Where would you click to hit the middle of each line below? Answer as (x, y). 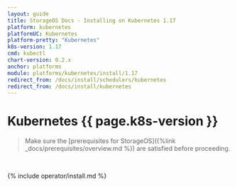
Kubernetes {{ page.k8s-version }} (113, 121)
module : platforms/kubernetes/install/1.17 (73, 73)
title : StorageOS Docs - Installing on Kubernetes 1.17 (92, 21)
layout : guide (28, 14)
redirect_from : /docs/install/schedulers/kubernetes (87, 80)
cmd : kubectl (27, 54)
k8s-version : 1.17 (34, 47)
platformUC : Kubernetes (43, 34)
